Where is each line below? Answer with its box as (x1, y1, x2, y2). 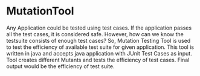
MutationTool (6, 4, 74, 18)
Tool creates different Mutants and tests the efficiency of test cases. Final (6, 56, 190, 63)
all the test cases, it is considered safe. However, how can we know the (6, 30, 184, 37)
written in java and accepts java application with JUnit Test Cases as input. (6, 49, 192, 57)
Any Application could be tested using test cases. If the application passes (6, 24, 192, 31)
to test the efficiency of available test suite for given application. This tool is (6, 43, 195, 51)
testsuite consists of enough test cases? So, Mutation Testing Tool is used (6, 37, 191, 44)
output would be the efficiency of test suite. (6, 62, 115, 70)
